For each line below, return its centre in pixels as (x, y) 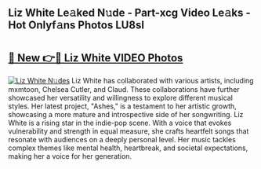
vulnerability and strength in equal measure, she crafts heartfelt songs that (129, 131)
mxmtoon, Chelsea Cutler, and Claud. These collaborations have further (124, 89)
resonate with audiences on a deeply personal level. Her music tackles (122, 140)
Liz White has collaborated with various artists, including (163, 81)
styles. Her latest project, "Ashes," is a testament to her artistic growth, (122, 106)
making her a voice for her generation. (70, 156)
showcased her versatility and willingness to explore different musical (121, 98)
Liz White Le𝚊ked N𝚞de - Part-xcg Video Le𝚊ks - (129, 13)
